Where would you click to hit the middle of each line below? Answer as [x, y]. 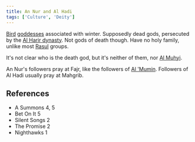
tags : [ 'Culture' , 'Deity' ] [41, 17]
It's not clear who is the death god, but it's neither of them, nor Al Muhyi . [94, 58]
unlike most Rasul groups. [37, 46]
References [28, 94]
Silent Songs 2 [32, 120]
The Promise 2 [32, 126]
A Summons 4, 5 [35, 108]
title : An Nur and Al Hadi [39, 11]
